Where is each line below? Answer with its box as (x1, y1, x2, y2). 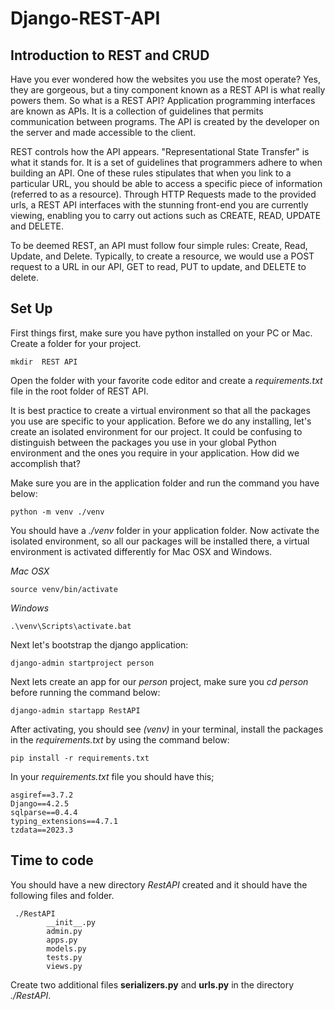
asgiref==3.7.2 (10, 790, 74, 800)
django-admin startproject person (10, 658, 155, 668)
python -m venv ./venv (10, 507, 105, 517)
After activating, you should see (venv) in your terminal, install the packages (10, 723, 324, 735)
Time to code (10, 852, 94, 869)
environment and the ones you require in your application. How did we (10, 447, 300, 459)
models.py (46, 943, 87, 954)
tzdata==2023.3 (10, 825, 74, 835)
